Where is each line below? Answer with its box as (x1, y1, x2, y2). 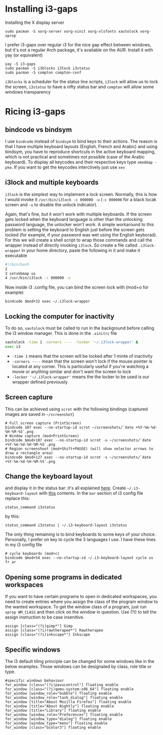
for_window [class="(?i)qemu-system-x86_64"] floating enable (5, 687, 134, 692)
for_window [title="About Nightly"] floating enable (5, 704, 114, 709)
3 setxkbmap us (5, 271, 36, 276)
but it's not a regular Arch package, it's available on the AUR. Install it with (5, 47, 153, 53)
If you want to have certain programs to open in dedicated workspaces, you (5, 594, 157, 600)
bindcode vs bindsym (5, 125, 72, 134)
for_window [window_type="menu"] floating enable (5, 721, 108, 726)
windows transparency (5, 89, 51, 95)
